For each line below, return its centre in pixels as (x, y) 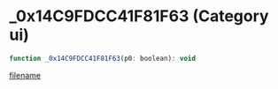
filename (25, 75)
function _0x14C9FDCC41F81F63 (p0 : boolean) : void (103, 58)
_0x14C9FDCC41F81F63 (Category (139, 16)
